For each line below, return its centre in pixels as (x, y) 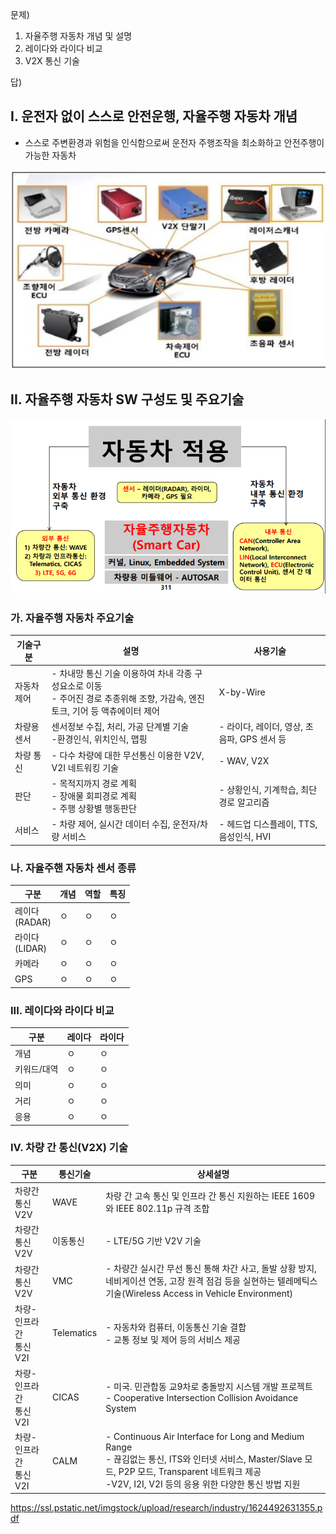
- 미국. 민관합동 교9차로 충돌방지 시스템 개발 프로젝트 (209, 1387)
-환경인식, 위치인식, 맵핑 (99, 739)
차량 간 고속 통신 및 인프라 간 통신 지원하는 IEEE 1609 (210, 1196)
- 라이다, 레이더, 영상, (261, 727)
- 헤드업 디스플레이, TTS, (268, 824)
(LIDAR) (30, 948)
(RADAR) (33, 922)
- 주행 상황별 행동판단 (94, 808)
